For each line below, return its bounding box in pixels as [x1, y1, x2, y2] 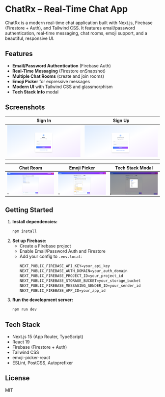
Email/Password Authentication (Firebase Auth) [12, 62, 111, 68]
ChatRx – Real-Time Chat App [5, 3, 128, 15]
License [5, 374, 30, 382]
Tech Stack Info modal [12, 89, 59, 94]
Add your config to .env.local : [19, 253, 82, 259]
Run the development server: [12, 297, 74, 303]
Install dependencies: [12, 219, 58, 225]
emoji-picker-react [12, 354, 51, 360]
